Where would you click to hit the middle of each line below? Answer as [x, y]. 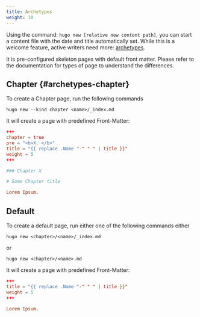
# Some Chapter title [33, 182]
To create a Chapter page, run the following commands [75, 99]
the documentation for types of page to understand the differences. [90, 65]
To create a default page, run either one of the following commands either [98, 226]
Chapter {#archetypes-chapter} [68, 84]
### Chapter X [24, 171]
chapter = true [25, 138]
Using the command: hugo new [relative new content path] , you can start [99, 34]
